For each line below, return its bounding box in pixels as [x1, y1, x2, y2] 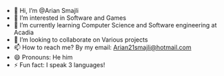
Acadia [13, 28, 34, 36]
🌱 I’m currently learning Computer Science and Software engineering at [13, 21, 217, 29]
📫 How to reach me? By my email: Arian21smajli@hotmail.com [13, 43, 192, 51]
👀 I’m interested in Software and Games [13, 14, 126, 22]
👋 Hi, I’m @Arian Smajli [13, 7, 79, 14]
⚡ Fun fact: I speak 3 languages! [13, 61, 105, 68]
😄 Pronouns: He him [13, 53, 73, 61]
